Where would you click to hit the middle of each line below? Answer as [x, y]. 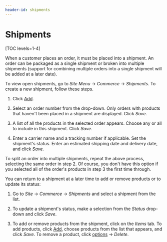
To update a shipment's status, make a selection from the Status [79, 209]
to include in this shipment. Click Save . [52, 128]
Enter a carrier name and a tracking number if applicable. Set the [79, 138]
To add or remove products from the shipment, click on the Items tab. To [87, 224]
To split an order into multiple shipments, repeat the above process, [75, 158]
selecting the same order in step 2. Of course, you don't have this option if [82, 164]
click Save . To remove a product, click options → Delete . [70, 234]
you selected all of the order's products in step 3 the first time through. [78, 169]
